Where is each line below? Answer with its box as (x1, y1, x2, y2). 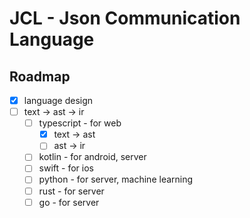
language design (23, 95, 94, 106)
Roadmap (9, 68, 71, 85)
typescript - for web (38, 117, 122, 129)
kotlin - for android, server (38, 151, 147, 163)
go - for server (38, 196, 100, 208)
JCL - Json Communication (9, 7, 241, 30)
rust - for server (38, 185, 105, 197)
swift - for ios (38, 162, 94, 174)
